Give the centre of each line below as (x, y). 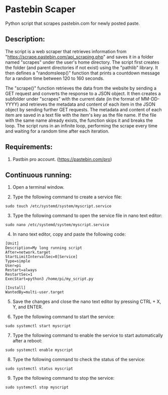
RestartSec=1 (19, 275)
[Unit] (12, 244)
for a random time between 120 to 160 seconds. (55, 78)
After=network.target (28, 252)
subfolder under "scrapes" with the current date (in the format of (73, 99)
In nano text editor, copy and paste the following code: (69, 234)
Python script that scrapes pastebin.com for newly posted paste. (73, 23)
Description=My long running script (44, 248)
